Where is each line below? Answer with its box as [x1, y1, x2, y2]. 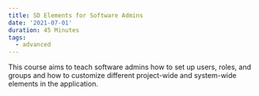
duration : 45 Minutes [8, 26, 80, 34]
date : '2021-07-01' [8, 19, 73, 27]
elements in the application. [8, 79, 99, 89]
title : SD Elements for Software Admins [8, 11, 144, 20]
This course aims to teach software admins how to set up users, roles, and [8, 62, 252, 72]
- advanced [15, 41, 51, 49]
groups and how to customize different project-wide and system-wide [8, 71, 237, 80]
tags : [8, 33, 26, 42]
